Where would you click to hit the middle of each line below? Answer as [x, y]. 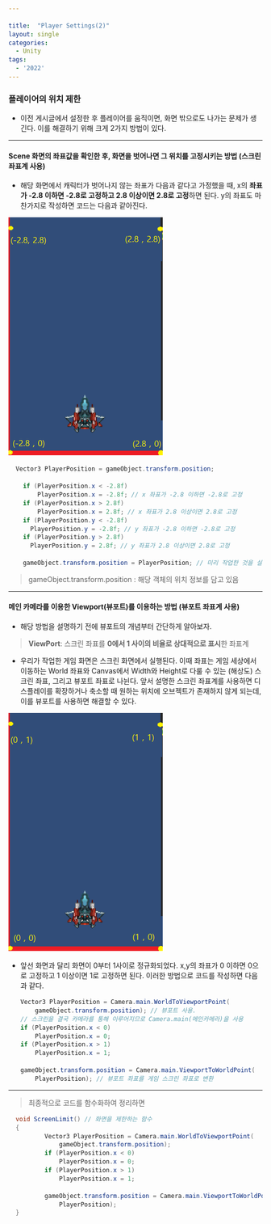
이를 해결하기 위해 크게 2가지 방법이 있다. [102, 129]
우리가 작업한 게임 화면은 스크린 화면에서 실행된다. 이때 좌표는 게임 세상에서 [138, 661]
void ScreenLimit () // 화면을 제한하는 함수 [84, 1119]
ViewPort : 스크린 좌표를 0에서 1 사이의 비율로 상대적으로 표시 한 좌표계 [138, 644]
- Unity [29, 51]
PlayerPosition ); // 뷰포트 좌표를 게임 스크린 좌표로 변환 [124, 1078]
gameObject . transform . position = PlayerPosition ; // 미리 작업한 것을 [138, 563]
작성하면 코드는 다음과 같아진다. [98, 205]
